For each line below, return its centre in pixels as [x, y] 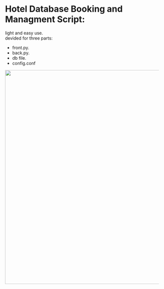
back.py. [21, 53]
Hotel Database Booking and [64, 9]
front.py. [20, 47]
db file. [19, 58]
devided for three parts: [29, 38]
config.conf [24, 63]
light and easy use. [24, 33]
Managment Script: [45, 19]
